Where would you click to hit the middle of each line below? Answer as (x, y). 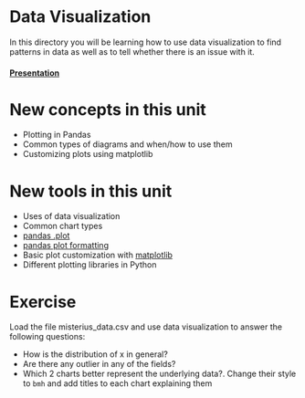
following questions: (47, 337)
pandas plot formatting (66, 246)
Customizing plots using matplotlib (88, 154)
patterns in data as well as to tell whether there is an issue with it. (132, 51)
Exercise (43, 302)
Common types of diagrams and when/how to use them (127, 144)
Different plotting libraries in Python (89, 265)
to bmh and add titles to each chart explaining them (117, 383)
